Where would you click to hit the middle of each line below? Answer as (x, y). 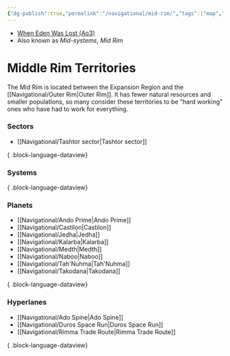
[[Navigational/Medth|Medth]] (59, 249)
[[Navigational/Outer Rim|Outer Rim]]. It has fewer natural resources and (109, 94)
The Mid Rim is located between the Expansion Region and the (95, 87)
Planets (20, 205)
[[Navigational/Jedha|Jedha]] (59, 235)
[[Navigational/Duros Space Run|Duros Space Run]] (90, 324)
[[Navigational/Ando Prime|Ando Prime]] (74, 220)
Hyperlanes (27, 302)
